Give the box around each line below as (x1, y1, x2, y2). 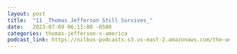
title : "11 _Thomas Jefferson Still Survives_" (7, 17, 153, 24)
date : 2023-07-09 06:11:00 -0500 (7, 23, 112, 30)
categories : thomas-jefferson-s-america (7, 29, 128, 37)
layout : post (7, 10, 46, 18)
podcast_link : (7, 36, 49, 43)
